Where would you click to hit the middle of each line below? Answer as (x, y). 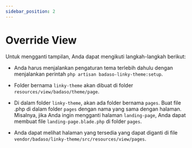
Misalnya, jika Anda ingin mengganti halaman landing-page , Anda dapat (100, 115)
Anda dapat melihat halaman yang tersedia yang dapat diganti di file (96, 132)
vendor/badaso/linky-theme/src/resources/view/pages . (80, 139)
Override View (41, 40)
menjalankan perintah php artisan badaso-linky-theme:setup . (88, 74)
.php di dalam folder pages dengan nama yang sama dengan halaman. (98, 109)
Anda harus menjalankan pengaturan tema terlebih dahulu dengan (93, 68)
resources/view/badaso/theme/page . (57, 91)
